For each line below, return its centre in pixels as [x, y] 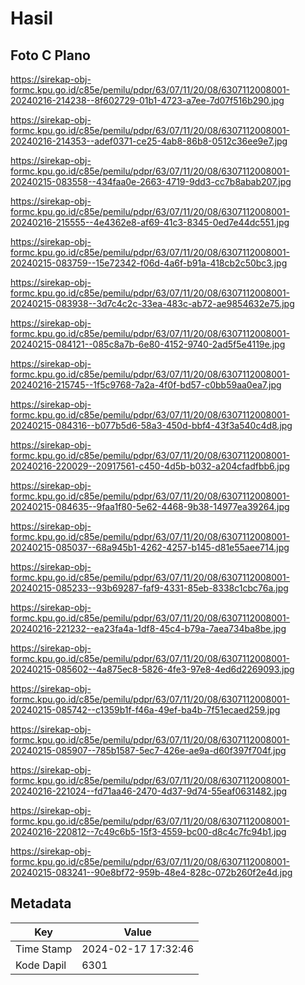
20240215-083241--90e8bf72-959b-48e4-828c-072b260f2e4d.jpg [151, 872]
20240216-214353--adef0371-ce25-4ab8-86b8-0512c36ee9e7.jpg [149, 141]
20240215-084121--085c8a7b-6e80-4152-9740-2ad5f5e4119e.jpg [148, 344]
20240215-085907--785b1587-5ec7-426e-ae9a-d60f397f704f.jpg [148, 750]
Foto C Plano [50, 55]
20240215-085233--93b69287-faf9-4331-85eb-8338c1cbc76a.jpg [149, 588]
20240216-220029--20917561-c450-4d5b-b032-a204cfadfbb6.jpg [150, 466]
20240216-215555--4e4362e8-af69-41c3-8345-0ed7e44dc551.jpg [150, 222]
